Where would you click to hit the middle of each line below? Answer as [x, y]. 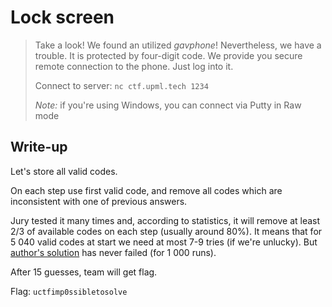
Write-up [39, 147]
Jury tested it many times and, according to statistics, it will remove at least [165, 220]
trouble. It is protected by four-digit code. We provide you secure [168, 55]
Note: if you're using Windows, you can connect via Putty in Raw [168, 105]
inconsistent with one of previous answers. [99, 201]
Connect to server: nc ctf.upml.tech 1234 [121, 85]
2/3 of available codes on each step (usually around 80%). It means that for [166, 231]
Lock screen [62, 17]
